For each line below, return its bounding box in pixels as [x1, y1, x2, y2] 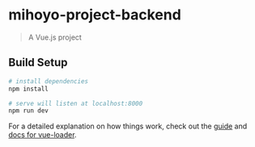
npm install [8, 85, 49, 93]
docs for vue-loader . [8, 130, 77, 140]
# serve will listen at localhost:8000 [8, 99, 143, 107]
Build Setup [8, 56, 68, 69]
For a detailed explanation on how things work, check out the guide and [8, 121, 248, 131]
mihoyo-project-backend [8, 6, 182, 24]
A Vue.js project [28, 32, 83, 42]
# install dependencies [8, 77, 89, 86]
